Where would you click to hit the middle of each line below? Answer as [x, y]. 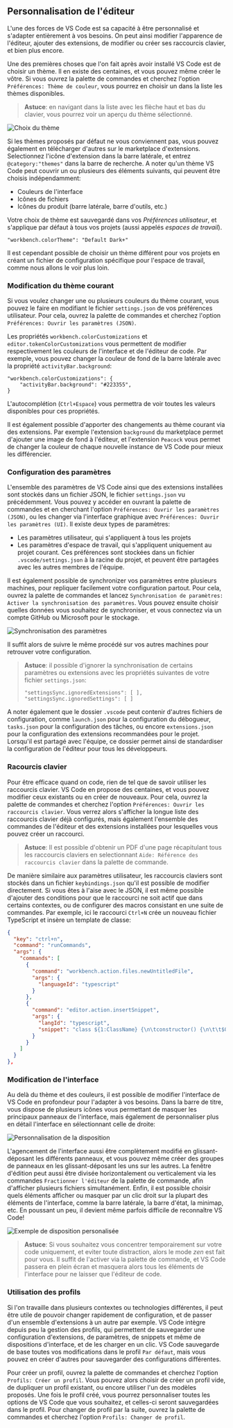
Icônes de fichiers [43, 199]
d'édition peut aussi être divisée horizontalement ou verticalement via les [112, 1174]
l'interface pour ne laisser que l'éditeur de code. [93, 1274]
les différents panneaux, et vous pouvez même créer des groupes [130, 1159]
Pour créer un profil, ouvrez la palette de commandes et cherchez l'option [113, 1372]
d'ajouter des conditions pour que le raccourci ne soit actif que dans [105, 898]
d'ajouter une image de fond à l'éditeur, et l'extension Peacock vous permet [114, 439]
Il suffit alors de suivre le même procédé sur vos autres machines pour [108, 644]
